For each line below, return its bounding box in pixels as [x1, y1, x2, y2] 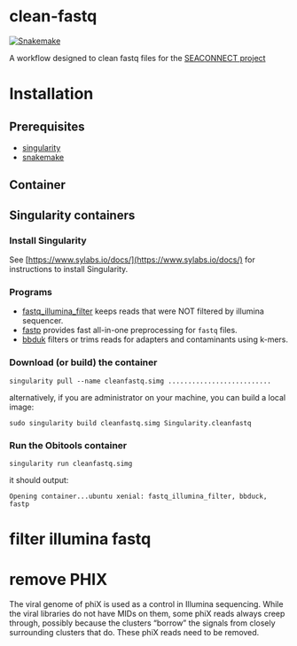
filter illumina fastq [9, 529, 152, 549]
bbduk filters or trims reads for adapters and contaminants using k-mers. [21, 334, 289, 345]
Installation [9, 84, 94, 104]
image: [9, 401, 35, 412]
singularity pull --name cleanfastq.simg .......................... [9, 377, 272, 385]
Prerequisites [9, 119, 85, 134]
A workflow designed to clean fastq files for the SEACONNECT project [9, 52, 266, 63]
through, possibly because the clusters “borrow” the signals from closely [9, 618, 277, 628]
